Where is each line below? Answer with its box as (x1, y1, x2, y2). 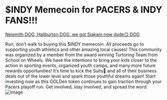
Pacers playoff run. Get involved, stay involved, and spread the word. (5, 83, 148, 89)
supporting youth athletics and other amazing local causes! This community (5, 46, 162, 52)
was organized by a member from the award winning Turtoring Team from (5, 52, 158, 58)
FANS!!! (5, 15, 38, 26)
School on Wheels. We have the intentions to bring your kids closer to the (5, 57, 157, 63)
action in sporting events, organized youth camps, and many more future (5, 62, 156, 68)
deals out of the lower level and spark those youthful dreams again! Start (5, 73, 155, 79)
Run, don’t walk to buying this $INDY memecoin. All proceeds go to (5, 41, 144, 47)
